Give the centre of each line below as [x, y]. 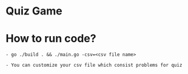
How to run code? [51, 39]
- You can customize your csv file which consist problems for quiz [94, 65]
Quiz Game [34, 11]
